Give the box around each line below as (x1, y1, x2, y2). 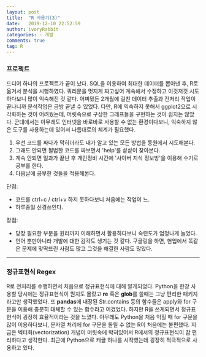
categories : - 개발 (6, 32, 54, 38)
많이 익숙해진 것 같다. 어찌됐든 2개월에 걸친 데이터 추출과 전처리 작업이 (27, 95, 196, 103)
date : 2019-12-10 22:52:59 (6, 20, 81, 26)
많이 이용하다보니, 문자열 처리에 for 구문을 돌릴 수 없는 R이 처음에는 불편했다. (6, 321, 190, 329)
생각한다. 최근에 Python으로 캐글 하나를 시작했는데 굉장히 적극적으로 (27, 336, 191, 344)
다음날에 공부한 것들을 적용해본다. (15, 170, 96, 177)
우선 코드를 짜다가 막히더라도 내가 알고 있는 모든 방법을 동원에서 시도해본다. (15, 139, 196, 146)
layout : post (6, 9, 40, 15)
